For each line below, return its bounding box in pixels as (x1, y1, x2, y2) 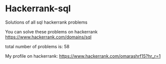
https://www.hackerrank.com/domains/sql (5, 34, 92, 40)
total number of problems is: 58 (5, 43, 70, 49)
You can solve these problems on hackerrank (5, 29, 98, 34)
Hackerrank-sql (5, 3, 71, 14)
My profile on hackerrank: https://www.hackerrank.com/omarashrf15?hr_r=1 (5, 53, 161, 59)
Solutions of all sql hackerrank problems (5, 19, 88, 25)
